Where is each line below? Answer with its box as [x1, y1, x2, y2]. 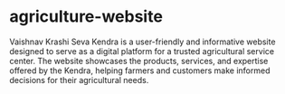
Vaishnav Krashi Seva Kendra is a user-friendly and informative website [9, 36, 276, 47]
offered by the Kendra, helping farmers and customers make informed [9, 65, 271, 76]
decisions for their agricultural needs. [9, 74, 149, 85]
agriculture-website [9, 6, 163, 27]
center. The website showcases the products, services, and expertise [9, 55, 269, 66]
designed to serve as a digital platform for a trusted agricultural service [9, 45, 274, 56]
